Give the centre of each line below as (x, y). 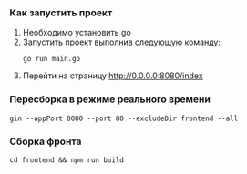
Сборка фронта (46, 141)
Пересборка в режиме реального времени (110, 99)
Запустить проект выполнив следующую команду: (122, 42)
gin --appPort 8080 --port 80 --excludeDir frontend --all (124, 118)
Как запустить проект (61, 13)
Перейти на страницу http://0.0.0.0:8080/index (113, 76)
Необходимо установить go (77, 33)
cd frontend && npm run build (67, 160)
